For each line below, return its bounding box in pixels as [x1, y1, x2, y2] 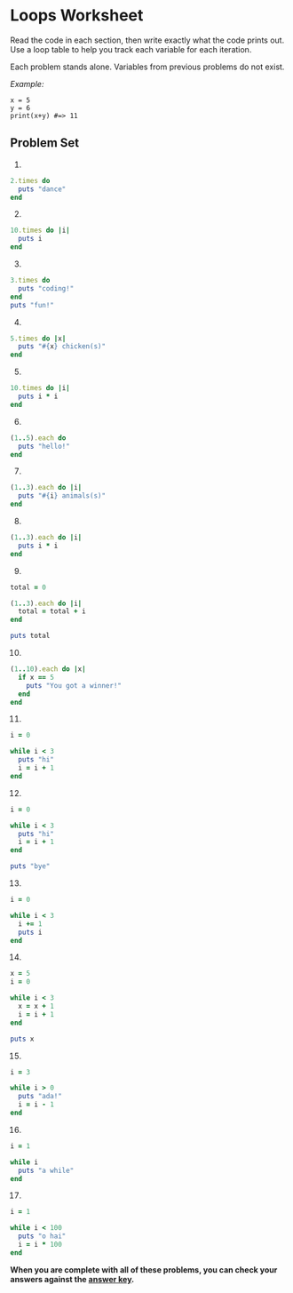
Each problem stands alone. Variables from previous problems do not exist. [10, 61, 285, 72]
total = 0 [10, 583, 47, 592]
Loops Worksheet [10, 5, 144, 26]
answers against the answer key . [10, 1273, 135, 1284]
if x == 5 [18, 673, 54, 682]
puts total [10, 632, 51, 641]
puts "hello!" [18, 442, 70, 451]
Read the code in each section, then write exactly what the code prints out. [10, 35, 285, 45]
